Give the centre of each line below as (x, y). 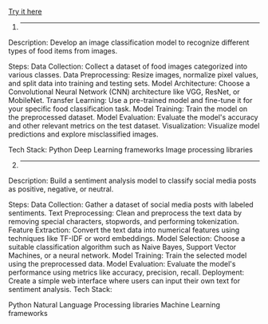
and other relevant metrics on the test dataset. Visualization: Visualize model (134, 126)
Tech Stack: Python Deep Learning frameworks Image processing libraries (131, 150)
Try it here (25, 12)
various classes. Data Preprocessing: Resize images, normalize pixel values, (134, 75)
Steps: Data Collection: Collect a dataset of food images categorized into (128, 66)
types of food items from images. (63, 51)
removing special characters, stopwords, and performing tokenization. (124, 221)
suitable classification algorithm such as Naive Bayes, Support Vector (122, 247)
